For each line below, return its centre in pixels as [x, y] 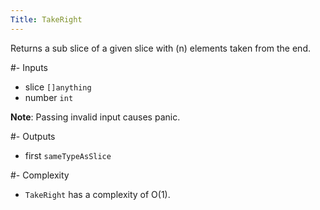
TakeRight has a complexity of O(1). [97, 194]
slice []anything [58, 87]
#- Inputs [29, 67]
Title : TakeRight [46, 19]
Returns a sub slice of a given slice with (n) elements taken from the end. [160, 48]
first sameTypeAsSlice [68, 155]
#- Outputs [33, 136]
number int [49, 97]
